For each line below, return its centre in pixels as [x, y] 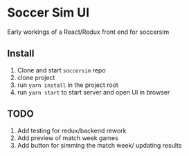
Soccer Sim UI [48, 13]
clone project [36, 77]
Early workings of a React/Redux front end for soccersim [88, 32]
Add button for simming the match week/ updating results [99, 145]
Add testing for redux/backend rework [72, 130]
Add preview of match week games [68, 138]
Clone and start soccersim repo [61, 70]
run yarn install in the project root [68, 85]
